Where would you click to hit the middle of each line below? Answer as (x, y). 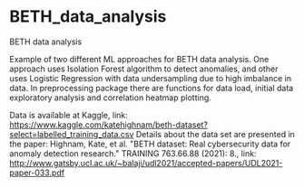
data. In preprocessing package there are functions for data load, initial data (152, 88)
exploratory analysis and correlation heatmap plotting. (110, 98)
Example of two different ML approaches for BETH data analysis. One (139, 59)
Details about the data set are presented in (215, 134)
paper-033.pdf (37, 173)
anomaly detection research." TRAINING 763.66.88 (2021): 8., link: (133, 153)
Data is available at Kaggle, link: (69, 115)
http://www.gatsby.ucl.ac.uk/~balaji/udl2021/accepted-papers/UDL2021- (146, 163)
